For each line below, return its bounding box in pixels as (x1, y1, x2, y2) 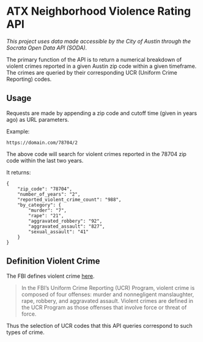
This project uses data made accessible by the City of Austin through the (6, 37, 191, 45)
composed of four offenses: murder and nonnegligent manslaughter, (21, 291, 194, 298)
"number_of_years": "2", (17, 191, 81, 197)
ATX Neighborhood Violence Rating (6, 4, 191, 18)
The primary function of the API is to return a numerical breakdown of (6, 56, 182, 63)
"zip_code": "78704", (17, 185, 72, 192)
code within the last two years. (6, 157, 84, 164)
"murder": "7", (28, 207, 67, 214)
